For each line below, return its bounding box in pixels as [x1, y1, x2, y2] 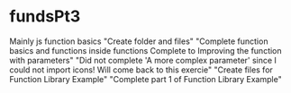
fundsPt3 [9, 6, 81, 27]
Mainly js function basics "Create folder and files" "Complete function [9, 36, 268, 46]
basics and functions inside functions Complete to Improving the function [9, 45, 282, 55]
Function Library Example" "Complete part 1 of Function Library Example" [9, 73, 282, 84]
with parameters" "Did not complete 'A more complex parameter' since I [9, 55, 277, 65]
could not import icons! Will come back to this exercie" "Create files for [9, 64, 273, 75]
